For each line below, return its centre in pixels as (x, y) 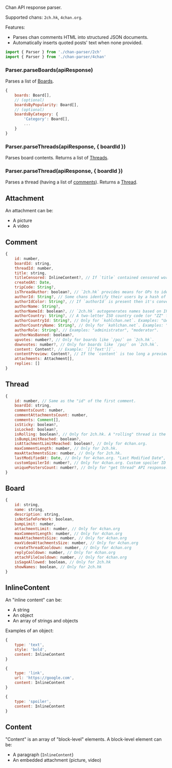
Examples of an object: (29, 631)
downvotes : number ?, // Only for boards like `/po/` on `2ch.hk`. (87, 345)
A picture (22, 220)
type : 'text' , (29, 645)
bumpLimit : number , (35, 524)
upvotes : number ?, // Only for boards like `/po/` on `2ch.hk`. (84, 340)
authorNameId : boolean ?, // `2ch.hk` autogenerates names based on (88, 311)
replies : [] (27, 363)
